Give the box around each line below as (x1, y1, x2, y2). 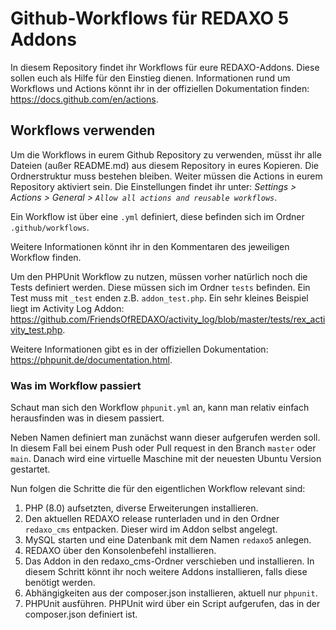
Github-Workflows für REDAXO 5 (10, 7, 290, 30)
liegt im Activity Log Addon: (10, 302, 125, 314)
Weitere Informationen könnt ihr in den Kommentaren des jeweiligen (10, 240, 290, 252)
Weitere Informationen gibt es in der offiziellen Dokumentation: (10, 343, 269, 355)
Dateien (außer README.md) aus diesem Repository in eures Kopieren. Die (10, 159, 319, 171)
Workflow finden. (10, 251, 82, 263)
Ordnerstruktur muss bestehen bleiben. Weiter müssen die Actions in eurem (10, 170, 323, 182)
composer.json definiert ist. (24, 608, 138, 621)
